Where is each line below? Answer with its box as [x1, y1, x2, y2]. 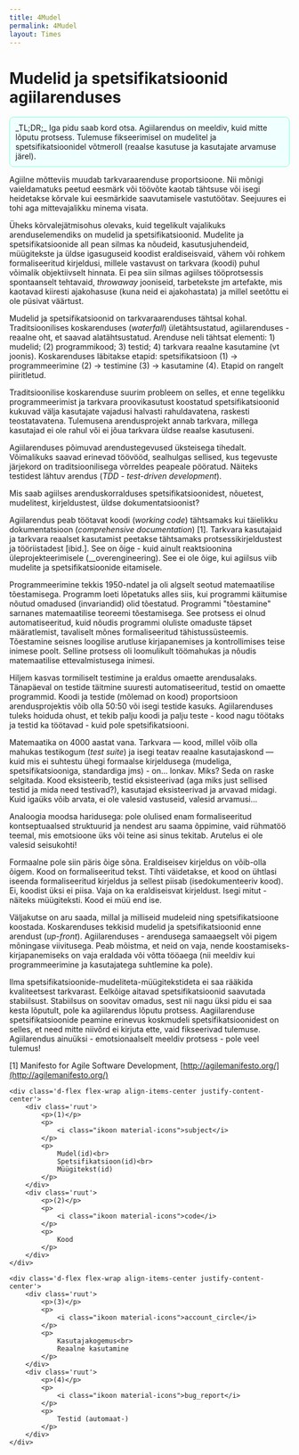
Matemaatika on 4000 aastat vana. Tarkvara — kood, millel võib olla [9, 737, 258, 748]
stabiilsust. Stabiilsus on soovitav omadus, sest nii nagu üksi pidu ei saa [9, 996, 272, 1007]
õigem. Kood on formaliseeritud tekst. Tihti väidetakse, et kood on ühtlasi [9, 867, 278, 877]
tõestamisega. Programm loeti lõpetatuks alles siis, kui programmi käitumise [9, 589, 287, 600]
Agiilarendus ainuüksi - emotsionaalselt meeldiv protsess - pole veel [9, 1033, 260, 1044]
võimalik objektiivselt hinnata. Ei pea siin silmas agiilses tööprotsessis [9, 267, 264, 278]
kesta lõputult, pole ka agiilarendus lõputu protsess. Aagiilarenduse [9, 1005, 255, 1016]
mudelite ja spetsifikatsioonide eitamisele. [9, 563, 163, 573]
